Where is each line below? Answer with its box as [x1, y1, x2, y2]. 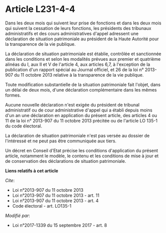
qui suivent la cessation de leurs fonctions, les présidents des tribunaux [5, 25, 152, 31]
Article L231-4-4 [5, 3, 75, 15]
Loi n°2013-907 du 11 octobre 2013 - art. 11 [12, 192, 100, 198]
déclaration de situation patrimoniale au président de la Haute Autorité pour [5, 36, 159, 42]
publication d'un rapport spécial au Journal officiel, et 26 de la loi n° [5, 66, 144, 73]
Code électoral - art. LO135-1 [12, 203, 72, 209]
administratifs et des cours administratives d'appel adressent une [5, 30, 139, 36]
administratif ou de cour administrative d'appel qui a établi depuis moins [5, 107, 153, 113]
